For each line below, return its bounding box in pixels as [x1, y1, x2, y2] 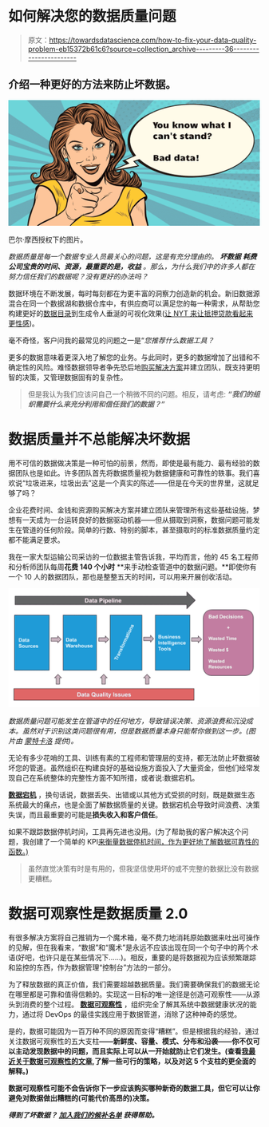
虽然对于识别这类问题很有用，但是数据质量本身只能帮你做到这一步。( [22, 726, 249, 735]
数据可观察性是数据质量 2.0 [8, 905, 188, 923]
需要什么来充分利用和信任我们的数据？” [34, 399, 165, 409]
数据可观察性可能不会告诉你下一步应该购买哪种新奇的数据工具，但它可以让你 [8, 1083, 260, 1093]
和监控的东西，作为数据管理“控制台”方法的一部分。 [8, 963, 176, 972]
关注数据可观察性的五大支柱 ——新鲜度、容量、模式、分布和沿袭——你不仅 [8, 1036, 253, 1046]
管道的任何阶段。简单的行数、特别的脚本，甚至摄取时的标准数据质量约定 [22, 524, 260, 535]
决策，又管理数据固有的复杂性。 [22, 372, 128, 382]
